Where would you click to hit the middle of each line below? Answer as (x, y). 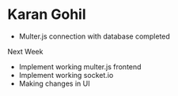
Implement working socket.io (66, 75)
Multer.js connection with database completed (95, 36)
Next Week (25, 51)
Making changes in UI (54, 83)
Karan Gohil (47, 15)
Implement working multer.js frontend (80, 66)
